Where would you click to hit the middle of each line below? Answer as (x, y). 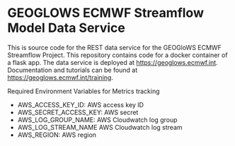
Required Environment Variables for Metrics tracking (84, 91)
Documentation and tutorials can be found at (73, 70)
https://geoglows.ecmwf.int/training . (60, 77)
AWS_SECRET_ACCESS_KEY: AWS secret (78, 112)
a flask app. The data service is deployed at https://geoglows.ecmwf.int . (113, 62)
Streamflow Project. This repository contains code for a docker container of (117, 55)
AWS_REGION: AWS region (57, 135)
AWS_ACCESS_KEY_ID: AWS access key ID (80, 104)
